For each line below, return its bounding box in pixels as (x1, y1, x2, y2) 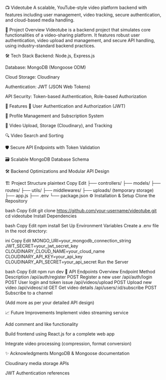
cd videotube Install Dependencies (5, 213, 77, 219)
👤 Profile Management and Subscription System (5, 113, 104, 119)
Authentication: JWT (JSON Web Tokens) (5, 84, 91, 90)
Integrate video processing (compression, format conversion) (5, 340, 131, 346)
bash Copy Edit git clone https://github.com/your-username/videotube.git (5, 208, 157, 213)
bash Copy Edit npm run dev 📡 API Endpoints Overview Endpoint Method (5, 269, 155, 274)
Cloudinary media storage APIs (5, 360, 69, 366)
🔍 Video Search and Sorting (5, 133, 64, 138)
